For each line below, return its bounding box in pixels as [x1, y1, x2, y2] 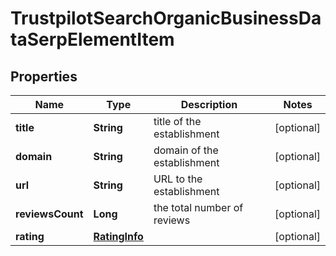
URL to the [153, 172, 203, 186]
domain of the [153, 143, 219, 157]
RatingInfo [93, 230, 144, 243]
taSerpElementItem [10, 28, 175, 51]
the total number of [153, 201, 244, 214]
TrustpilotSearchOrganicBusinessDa [10, 7, 322, 30]
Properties [10, 68, 78, 85]
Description [180, 98, 238, 111]
